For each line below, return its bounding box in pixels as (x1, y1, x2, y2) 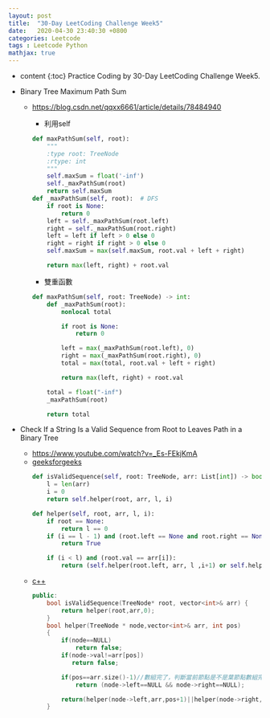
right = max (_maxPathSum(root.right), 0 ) (60, 352, 202, 360)
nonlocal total (60, 308, 112, 316)
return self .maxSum (47, 187, 112, 195)
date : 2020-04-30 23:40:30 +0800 (8, 27, 128, 35)
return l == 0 (60, 524, 108, 532)
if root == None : (47, 517, 104, 525)
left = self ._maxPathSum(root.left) (47, 217, 170, 225)
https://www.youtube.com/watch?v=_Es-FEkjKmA (31, 449, 198, 459)
